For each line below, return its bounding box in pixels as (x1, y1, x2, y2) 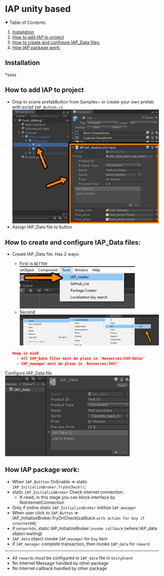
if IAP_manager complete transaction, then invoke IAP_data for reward (12, 541, 150, 547)
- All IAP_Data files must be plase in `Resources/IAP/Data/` (17, 356, 146, 361)
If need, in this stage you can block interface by (19, 494, 116, 500)
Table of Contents (9, 20, 45, 25)
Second (19, 309, 35, 315)
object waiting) (12, 531, 42, 536)
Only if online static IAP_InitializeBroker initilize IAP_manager (12, 504, 137, 511)
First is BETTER (19, 261, 48, 267)
